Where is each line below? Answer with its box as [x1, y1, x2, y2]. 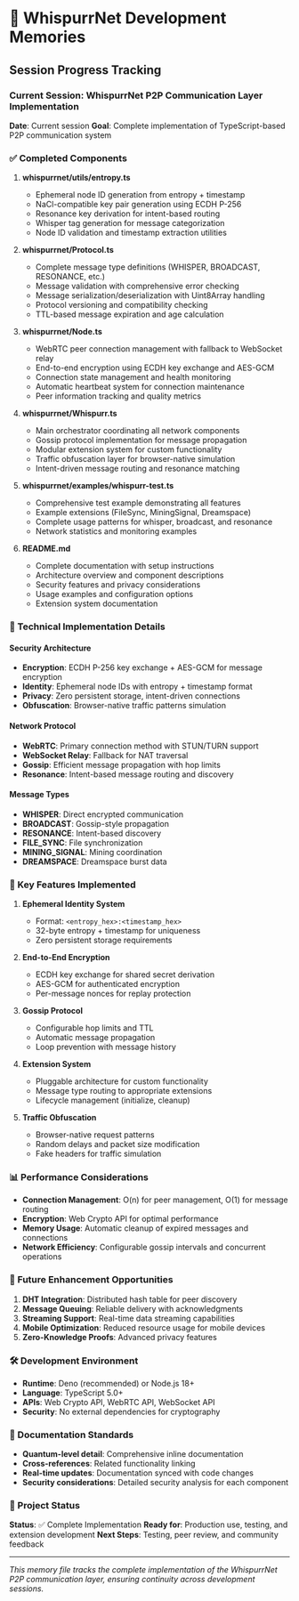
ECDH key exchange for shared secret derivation [35, 969, 215, 980]
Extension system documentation [35, 598, 158, 609]
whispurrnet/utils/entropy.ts [21, 173, 131, 183]
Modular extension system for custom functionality [35, 444, 222, 455]
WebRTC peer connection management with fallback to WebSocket [35, 344, 283, 354]
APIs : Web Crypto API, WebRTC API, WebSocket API [21, 1396, 215, 1407]
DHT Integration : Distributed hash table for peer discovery [21, 1294, 238, 1305]
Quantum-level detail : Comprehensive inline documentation [21, 1449, 244, 1459]
